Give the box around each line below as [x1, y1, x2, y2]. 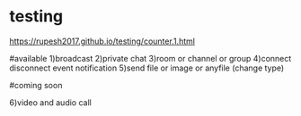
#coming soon [9, 79, 63, 90]
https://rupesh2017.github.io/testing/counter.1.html [9, 36, 196, 46]
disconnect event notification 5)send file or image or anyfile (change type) [9, 62, 285, 73]
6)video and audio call [9, 96, 92, 108]
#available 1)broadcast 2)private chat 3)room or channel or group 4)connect [9, 53, 292, 63]
